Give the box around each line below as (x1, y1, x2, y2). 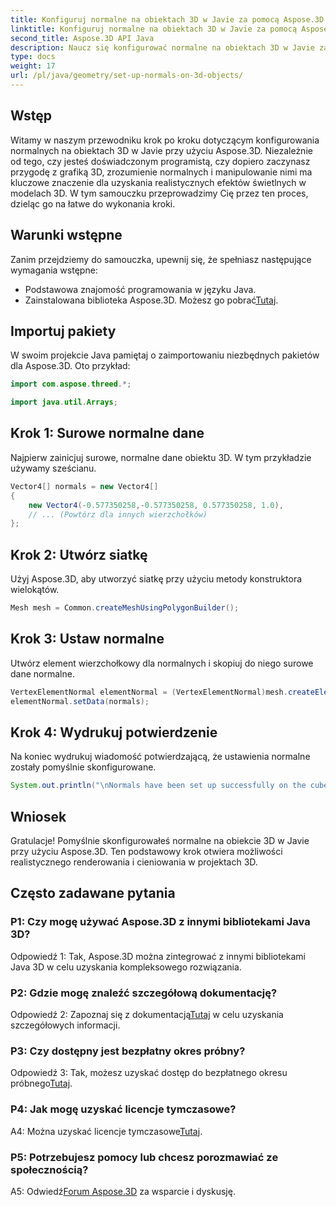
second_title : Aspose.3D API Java (10, 33, 155, 43)
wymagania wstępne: (10, 264, 98, 276)
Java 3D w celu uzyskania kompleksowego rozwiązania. (10, 961, 242, 973)
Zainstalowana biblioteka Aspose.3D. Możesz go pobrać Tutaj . (24, 294, 279, 306)
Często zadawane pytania (10, 885, 176, 902)
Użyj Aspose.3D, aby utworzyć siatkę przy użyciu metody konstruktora (10, 573, 303, 585)
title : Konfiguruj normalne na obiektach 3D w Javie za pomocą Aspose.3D (10, 14, 325, 25)
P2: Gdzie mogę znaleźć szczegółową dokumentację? (10, 986, 278, 1000)
